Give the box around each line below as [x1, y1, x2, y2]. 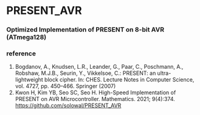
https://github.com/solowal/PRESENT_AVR [15, 102, 122, 110]
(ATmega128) [6, 33, 47, 41]
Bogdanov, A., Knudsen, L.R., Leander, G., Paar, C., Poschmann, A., [15, 63, 184, 71]
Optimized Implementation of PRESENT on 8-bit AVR [6, 26, 165, 34]
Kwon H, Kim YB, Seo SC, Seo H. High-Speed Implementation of [15, 89, 176, 96]
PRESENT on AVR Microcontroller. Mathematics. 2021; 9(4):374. [15, 96, 175, 103]
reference [6, 49, 36, 58]
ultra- [157, 69, 171, 77]
